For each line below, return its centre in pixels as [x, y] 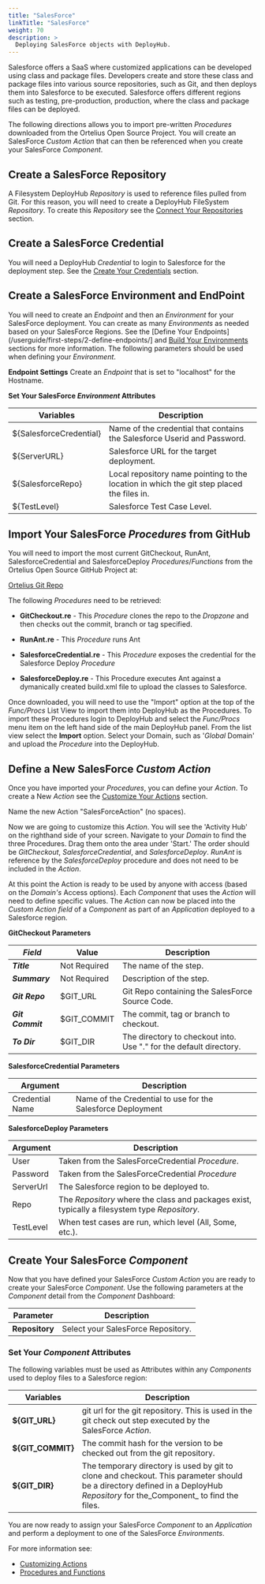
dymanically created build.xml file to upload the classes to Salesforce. [133, 687]
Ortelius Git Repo [36, 586]
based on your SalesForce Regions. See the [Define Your [101, 331]
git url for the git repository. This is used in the [167, 1411]
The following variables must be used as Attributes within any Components [130, 1369]
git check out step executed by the [146, 1421]
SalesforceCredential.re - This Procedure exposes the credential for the [138, 655]
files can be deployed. [44, 109]
